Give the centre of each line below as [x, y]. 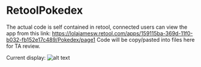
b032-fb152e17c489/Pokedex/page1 [51, 39]
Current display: [26, 57]
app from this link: [28, 33]
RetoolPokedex [45, 10]
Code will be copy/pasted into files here [146, 39]
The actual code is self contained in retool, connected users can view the [97, 27]
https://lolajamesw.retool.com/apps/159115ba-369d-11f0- [122, 33]
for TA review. [23, 46]
